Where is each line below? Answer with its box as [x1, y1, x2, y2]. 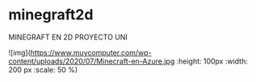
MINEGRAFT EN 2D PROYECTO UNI [8, 32, 128, 42]
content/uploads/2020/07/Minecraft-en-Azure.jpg [8, 56, 175, 66]
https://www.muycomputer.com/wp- [30, 47, 152, 57]
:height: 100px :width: [176, 56, 248, 66]
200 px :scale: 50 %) [8, 64, 78, 74]
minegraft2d [8, 6, 94, 24]
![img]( [8, 47, 31, 57]
